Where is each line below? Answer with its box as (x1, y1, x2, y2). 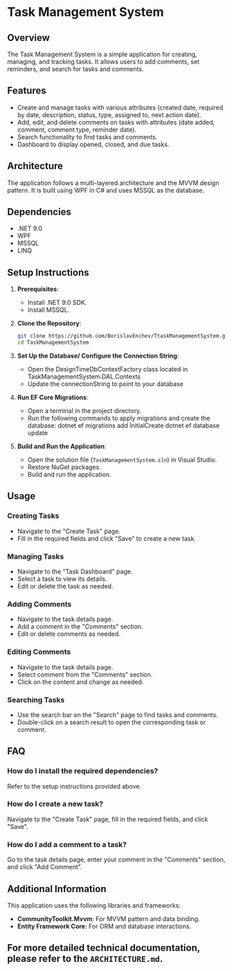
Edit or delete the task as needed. (17, 581, 114, 590)
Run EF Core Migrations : (17, 393, 89, 401)
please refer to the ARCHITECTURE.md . (7, 953, 163, 965)
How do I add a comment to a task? (7, 839, 127, 849)
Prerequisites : (17, 285, 59, 293)
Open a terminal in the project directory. (27, 407, 142, 414)
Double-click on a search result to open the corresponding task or (17, 718, 206, 726)
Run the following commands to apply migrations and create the (27, 414, 211, 422)
